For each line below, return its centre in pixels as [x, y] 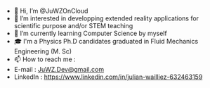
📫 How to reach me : [45, 59]
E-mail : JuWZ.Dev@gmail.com [59, 69]
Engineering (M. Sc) [43, 51]
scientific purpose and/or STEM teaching [73, 26]
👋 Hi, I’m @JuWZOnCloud [51, 11]
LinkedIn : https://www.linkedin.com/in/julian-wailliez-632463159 [108, 77]
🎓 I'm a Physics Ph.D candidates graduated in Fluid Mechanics [106, 41]
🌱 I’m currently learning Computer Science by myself [90, 33]
